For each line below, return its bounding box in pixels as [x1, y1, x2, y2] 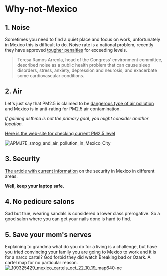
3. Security [5, 155, 40, 163]
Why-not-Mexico [5, 3, 78, 15]
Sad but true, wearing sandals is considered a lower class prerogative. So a [5, 211, 160, 217]
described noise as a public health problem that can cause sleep [17, 62, 151, 68]
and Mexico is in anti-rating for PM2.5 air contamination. [5, 106, 121, 112]
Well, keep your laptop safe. [5, 183, 65, 189]
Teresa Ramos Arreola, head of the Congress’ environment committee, [17, 57, 163, 63]
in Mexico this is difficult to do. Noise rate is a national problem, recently [5, 42, 154, 48]
